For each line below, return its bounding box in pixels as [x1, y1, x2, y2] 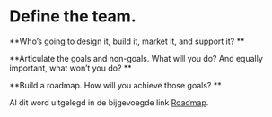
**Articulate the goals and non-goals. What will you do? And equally [9, 53, 263, 63]
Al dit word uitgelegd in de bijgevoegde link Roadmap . [9, 96, 209, 108]
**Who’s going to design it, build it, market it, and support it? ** [9, 36, 245, 46]
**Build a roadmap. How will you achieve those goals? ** [9, 79, 222, 90]
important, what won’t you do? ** [9, 63, 132, 73]
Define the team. [9, 6, 136, 27]
